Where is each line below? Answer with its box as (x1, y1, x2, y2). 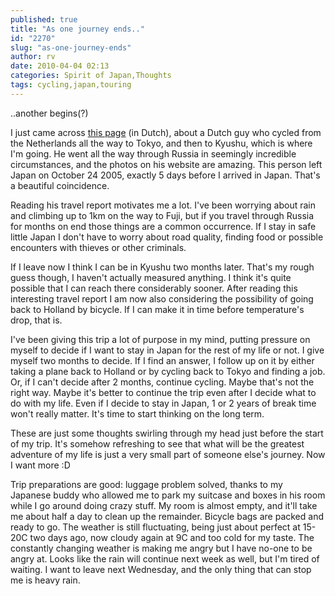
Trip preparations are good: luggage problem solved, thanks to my (10, 478, 283, 490)
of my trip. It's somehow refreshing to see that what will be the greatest (10, 437, 305, 450)
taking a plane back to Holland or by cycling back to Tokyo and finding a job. (10, 365, 326, 377)
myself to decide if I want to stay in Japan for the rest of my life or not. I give (10, 344, 325, 356)
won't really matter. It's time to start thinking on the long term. (10, 407, 265, 420)
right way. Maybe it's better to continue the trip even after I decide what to (10, 386, 317, 398)
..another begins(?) (10, 107, 89, 119)
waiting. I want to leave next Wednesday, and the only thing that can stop (10, 563, 312, 575)
